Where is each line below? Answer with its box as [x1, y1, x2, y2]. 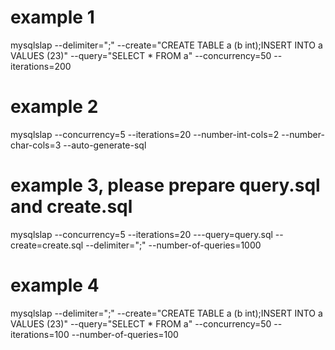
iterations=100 [10, 328, 70, 340]
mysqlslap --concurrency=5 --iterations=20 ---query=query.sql [10, 228, 273, 240]
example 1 [10, 6, 95, 29]
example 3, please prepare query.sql [10, 174, 321, 197]
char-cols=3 [10, 139, 62, 151]
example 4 [10, 274, 100, 296]
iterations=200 [10, 60, 72, 72]
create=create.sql [10, 239, 84, 251]
